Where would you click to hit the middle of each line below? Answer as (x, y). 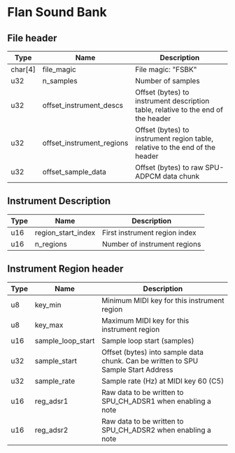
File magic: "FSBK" (166, 69)
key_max (49, 325)
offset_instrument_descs (83, 105)
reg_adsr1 (51, 401)
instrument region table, (174, 139)
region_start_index (65, 232)
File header (32, 38)
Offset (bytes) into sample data (152, 352)
